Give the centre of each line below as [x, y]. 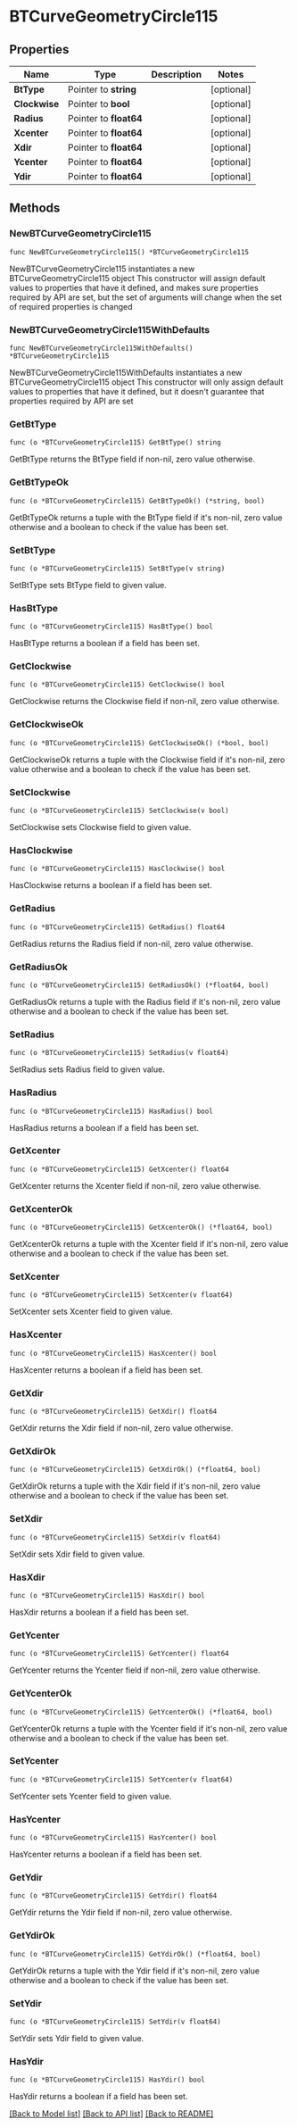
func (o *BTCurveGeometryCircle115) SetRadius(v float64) [119, 1053]
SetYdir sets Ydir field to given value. [77, 2038]
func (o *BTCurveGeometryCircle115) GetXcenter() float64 [119, 1169]
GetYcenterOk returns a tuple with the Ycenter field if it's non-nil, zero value [148, 1728]
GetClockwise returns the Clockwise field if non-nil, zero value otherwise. [144, 702]
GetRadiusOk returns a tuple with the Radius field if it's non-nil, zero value [145, 1001]
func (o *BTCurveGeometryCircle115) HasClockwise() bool [117, 869]
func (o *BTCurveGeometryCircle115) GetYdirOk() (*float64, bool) [135, 1954]
